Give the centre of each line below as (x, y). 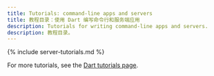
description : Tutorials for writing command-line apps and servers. (108, 26)
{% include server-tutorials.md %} (56, 52)
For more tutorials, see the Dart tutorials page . (73, 65)
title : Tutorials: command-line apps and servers (80, 13)
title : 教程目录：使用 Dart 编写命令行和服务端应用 (74, 20)
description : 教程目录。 (40, 33)
